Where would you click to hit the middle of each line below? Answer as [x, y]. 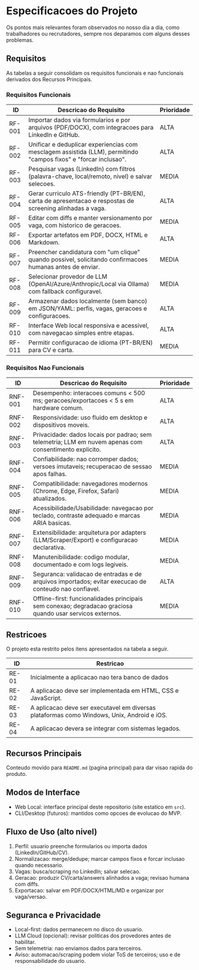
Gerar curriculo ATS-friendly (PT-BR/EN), [87, 194]
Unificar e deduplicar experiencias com [83, 145]
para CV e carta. [51, 350]
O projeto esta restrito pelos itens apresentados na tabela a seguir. [87, 649]
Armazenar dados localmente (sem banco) [88, 301]
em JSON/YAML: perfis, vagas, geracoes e [88, 309]
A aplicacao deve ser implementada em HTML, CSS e [105, 691]
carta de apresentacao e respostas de [81, 201]
